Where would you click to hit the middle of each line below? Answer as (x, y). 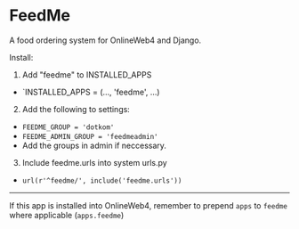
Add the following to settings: (76, 109)
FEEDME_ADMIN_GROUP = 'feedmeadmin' (90, 136)
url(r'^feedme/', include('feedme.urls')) (102, 180)
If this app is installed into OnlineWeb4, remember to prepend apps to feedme (148, 205)
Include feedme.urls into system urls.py (94, 162)
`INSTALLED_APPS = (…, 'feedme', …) (91, 92)
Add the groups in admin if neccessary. (94, 145)
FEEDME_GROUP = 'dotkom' (68, 127)
